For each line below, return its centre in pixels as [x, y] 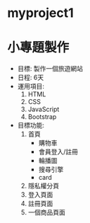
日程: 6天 [31, 78]
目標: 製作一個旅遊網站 [50, 69]
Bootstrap [42, 117]
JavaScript [44, 109]
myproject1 [40, 13]
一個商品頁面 [46, 212]
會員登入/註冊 [58, 152]
